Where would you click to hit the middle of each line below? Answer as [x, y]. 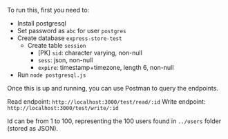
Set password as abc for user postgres [72, 31]
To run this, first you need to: [48, 10]
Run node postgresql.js [51, 75]
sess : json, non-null [65, 60]
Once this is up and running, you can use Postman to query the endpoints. [113, 88]
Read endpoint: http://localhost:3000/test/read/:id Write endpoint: [106, 102]
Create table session [57, 45]
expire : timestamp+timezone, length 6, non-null [106, 67]
